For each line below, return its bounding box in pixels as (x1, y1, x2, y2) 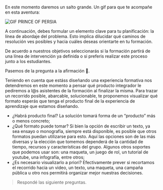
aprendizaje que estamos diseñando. (5, 104, 79, 109)
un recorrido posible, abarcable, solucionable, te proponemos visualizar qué (5, 93, 158, 99)
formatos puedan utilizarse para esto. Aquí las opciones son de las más (12, 134, 156, 139)
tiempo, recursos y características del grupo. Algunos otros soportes (12, 144, 151, 149)
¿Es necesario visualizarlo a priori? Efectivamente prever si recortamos (12, 160, 155, 165)
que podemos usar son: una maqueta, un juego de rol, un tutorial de (12, 149, 148, 155)
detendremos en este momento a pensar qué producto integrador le (5, 83, 142, 88)
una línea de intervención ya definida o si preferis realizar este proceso (5, 53, 147, 59)
